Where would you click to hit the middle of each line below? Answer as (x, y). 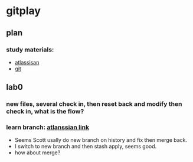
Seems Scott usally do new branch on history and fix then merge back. (101, 140)
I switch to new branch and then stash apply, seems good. (86, 147)
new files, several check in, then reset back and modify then (94, 104)
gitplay (24, 11)
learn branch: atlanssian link (48, 127)
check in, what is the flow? (45, 112)
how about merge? (37, 153)
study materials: (30, 50)
